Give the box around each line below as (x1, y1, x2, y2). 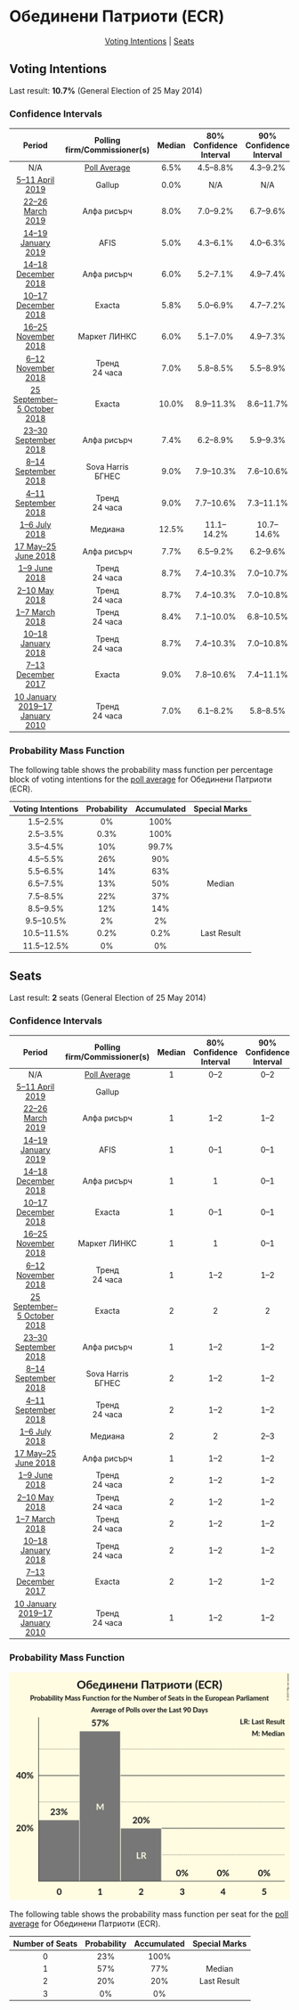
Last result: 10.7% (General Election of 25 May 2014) (9, 85, 203, 95)
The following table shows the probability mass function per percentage (9, 765, 273, 775)
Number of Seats (12, 1938, 78, 1948)
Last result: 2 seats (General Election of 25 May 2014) (9, 992, 206, 1003)
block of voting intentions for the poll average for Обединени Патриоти (9, 774, 272, 785)
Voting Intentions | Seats (104, 36, 195, 46)
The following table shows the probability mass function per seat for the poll (9, 1909, 289, 1920)
